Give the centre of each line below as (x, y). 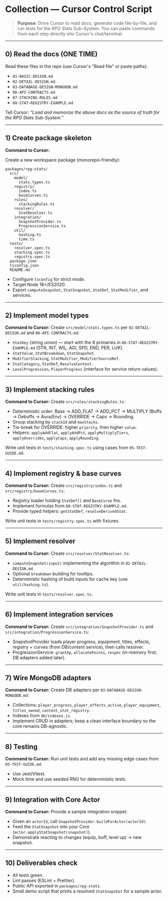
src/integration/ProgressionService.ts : (47, 632)
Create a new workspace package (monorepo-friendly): (63, 160)
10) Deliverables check (41, 863)
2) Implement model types (47, 315)
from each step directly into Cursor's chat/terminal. (70, 34)
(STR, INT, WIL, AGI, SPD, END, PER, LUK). (80, 348)
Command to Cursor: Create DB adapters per (52, 690)
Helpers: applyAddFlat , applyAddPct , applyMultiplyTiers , (71, 433)
